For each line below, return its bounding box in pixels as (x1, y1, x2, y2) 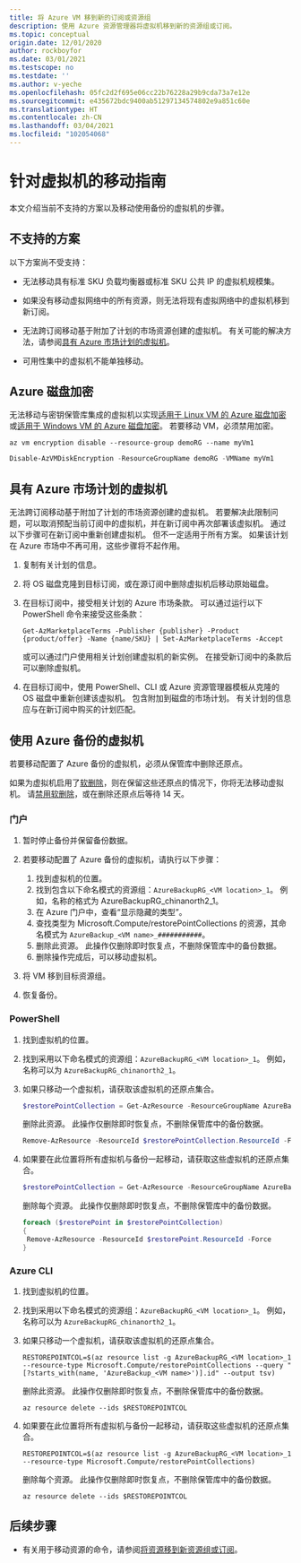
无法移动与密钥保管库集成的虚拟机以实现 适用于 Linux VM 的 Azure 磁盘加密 (9, 410, 287, 420)
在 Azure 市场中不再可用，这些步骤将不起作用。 (9, 540, 185, 551)
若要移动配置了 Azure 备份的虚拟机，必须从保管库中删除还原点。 (9, 758, 248, 769)
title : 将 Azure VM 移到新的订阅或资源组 (9, 13, 151, 22)
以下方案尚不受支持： (9, 256, 88, 267)
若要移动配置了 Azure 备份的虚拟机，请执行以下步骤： (21, 854, 222, 865)
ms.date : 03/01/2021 (9, 55, 87, 64)
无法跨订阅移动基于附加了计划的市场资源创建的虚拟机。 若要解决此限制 (9, 507, 271, 518)
